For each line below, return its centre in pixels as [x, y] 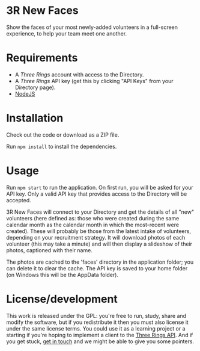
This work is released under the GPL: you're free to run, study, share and [96, 315]
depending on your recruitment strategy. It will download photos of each [96, 237]
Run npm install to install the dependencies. [62, 146]
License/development [62, 299]
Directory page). [35, 87]
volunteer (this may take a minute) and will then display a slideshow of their [99, 244]
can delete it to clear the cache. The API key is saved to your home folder [97, 268]
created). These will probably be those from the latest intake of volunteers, [98, 231]
